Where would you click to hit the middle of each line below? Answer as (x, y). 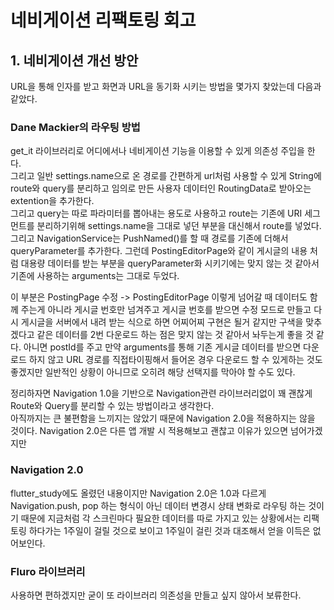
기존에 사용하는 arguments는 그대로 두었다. (95, 276)
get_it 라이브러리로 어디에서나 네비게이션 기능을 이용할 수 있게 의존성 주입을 (157, 151)
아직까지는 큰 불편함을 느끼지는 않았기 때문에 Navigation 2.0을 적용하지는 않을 (163, 418)
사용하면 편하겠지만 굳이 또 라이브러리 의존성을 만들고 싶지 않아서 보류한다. (156, 595)
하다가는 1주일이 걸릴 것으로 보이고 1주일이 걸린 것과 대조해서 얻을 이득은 (169, 530)
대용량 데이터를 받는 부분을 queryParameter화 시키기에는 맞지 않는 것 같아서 (170, 263)
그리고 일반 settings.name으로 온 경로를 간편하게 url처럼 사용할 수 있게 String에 (166, 176)
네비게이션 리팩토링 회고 (103, 20)
